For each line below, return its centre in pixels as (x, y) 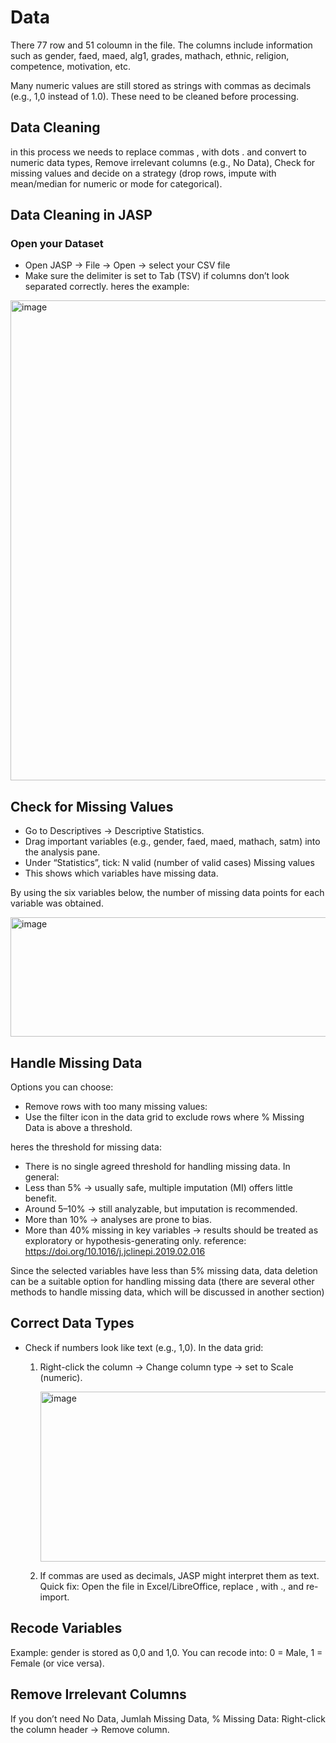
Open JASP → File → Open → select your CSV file (127, 265)
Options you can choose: (62, 1087)
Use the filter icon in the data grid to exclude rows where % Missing (164, 1117)
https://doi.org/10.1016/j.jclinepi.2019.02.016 (115, 1252)
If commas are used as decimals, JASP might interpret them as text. (179, 1575)
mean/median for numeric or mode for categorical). (116, 183)
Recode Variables (66, 1628)
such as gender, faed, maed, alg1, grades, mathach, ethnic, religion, (150, 55)
